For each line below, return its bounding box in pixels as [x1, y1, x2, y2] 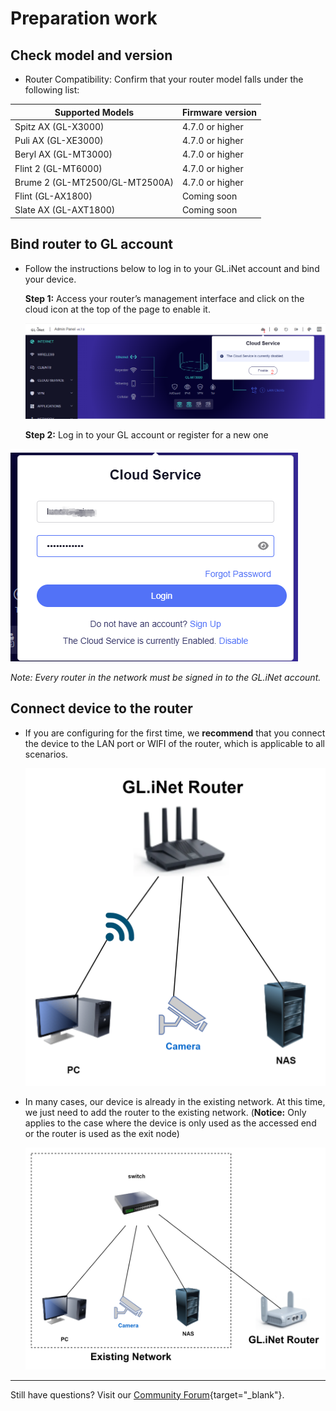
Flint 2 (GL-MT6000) [14, 162, 103, 174]
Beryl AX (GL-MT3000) [14, 148, 113, 161]
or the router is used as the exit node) [24, 1127, 180, 1139]
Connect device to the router [10, 700, 193, 717]
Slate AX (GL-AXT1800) [14, 204, 116, 216]
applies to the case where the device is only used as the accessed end [24, 1117, 317, 1129]
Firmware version [181, 106, 258, 118]
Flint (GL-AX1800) [14, 190, 93, 202]
